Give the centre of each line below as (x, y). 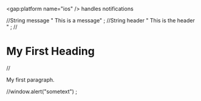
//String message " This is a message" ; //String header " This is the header (101, 20)
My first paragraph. (30, 80)
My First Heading (51, 51)
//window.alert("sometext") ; (42, 91)
